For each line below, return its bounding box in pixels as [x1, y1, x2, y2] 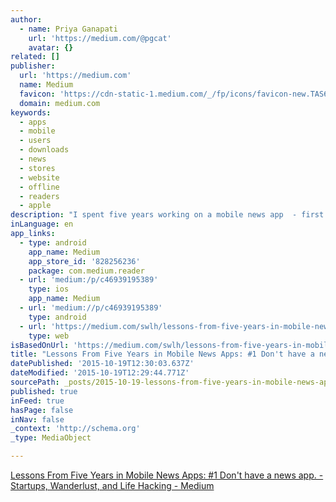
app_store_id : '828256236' [28, 256, 141, 266]
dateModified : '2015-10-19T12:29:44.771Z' [10, 368, 190, 378]
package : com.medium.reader [28, 266, 145, 276]
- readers [19, 191, 60, 201]
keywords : [10, 107, 52, 118]
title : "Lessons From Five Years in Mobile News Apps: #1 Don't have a [10, 349, 315, 360]
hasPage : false [10, 405, 74, 415]
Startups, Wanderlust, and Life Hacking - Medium [10, 480, 215, 491]
